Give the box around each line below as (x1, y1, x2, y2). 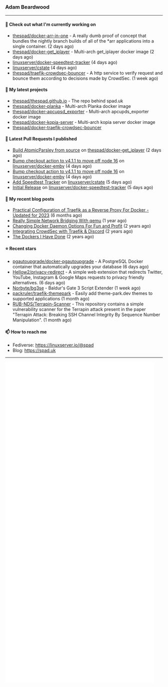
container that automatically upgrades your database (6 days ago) (12, 264, 149, 270)
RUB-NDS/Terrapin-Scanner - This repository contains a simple (12, 301, 144, 307)
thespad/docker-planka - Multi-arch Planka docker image (12, 103, 131, 109)
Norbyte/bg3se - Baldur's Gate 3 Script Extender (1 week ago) (12, 285, 141, 291)
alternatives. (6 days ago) (12, 280, 65, 286)
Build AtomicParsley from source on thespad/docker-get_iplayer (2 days (12, 147, 161, 153)
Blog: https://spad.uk (12, 347, 56, 353)
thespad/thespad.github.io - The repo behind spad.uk (12, 98, 123, 104)
